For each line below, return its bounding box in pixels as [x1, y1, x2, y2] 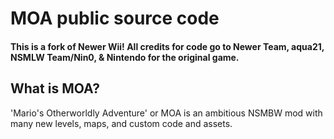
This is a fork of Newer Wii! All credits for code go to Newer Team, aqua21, [10, 40, 325, 52]
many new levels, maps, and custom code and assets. [10, 117, 233, 129]
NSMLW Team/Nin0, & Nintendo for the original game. [10, 51, 240, 63]
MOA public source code [10, 7, 220, 30]
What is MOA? [10, 80, 101, 97]
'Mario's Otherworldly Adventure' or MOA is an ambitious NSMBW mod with [10, 107, 323, 119]
